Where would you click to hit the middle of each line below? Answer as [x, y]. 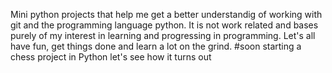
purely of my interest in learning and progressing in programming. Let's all [163, 35]
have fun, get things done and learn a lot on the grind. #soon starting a [156, 46]
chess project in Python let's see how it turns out [111, 57]
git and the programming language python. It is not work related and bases [164, 25]
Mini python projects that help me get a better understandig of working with [166, 14]
